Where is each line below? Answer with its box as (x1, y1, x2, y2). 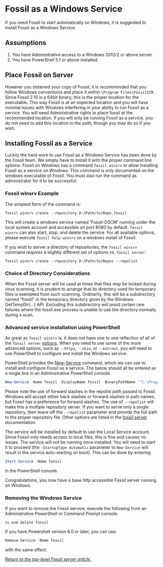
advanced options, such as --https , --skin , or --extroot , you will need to (5, 345, 152, 351)
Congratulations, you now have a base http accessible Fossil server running (5, 478, 157, 483)
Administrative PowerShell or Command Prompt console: (5, 511, 119, 516)
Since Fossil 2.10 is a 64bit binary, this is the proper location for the (5, 94, 139, 100)
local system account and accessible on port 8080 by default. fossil (5, 224, 143, 230)
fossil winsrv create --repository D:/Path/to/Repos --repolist (5, 259, 138, 264)
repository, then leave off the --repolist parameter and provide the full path (5, 409, 158, 415)
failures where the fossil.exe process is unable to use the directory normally (5, 306, 157, 312)
